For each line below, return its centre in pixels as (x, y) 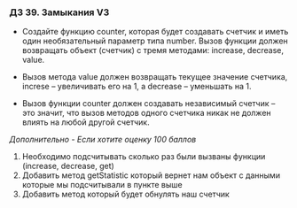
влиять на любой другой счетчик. (86, 122)
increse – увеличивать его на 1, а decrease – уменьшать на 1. (137, 87)
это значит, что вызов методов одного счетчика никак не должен (147, 113)
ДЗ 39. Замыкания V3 (59, 12)
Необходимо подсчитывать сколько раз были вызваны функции (144, 157)
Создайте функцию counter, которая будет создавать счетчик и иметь (155, 32)
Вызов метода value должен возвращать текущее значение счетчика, (155, 77)
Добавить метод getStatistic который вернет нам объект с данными (151, 175)
